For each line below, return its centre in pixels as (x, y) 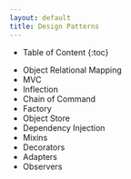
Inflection (40, 89)
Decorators (44, 147)
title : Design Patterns (55, 26)
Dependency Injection (64, 127)
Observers (42, 166)
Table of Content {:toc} (65, 52)
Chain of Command (59, 99)
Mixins (35, 137)
